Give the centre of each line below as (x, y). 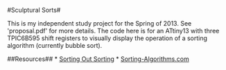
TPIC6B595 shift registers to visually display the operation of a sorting (107, 38)
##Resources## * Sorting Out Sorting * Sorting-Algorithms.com (98, 59)
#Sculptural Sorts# (34, 10)
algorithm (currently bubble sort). (55, 45)
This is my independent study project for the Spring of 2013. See (99, 23)
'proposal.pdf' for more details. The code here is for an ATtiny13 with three (113, 31)
